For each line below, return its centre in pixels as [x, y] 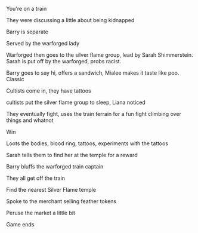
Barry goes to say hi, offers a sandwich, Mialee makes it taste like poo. [93, 73]
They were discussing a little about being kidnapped [70, 20]
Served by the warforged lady [43, 43]
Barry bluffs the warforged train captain [55, 166]
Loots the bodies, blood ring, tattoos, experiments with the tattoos [87, 143]
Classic [15, 79]
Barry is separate [27, 32]
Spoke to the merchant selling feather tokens [61, 201]
